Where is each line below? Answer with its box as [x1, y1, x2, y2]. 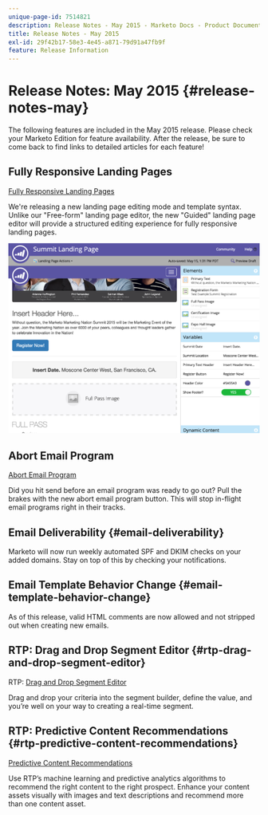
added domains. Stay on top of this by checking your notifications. [8, 555, 227, 565]
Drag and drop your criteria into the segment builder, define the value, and [8, 692, 253, 702]
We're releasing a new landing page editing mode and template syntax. [8, 202, 242, 211]
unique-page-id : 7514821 [8, 13, 91, 21]
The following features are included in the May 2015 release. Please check [8, 125, 253, 135]
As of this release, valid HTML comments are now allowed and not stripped [8, 612, 255, 621]
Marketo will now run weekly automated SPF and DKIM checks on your [8, 547, 242, 557]
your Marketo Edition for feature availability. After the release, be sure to [8, 134, 246, 144]
